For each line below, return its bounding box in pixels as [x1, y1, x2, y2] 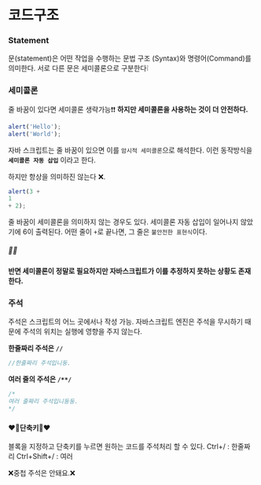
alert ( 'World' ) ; [8, 130, 61, 138]
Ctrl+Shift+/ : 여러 [16, 452, 73, 461]
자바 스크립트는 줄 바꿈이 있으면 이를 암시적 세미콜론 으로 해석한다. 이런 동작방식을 [8, 145, 253, 155]
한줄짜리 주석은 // [8, 344, 64, 353]
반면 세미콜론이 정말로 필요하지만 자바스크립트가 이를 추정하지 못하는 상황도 [8, 266, 237, 276]
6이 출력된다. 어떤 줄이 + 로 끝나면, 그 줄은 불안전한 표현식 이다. [22, 227, 208, 237]
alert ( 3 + [8, 187, 41, 196]
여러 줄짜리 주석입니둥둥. [8, 398, 79, 406]
